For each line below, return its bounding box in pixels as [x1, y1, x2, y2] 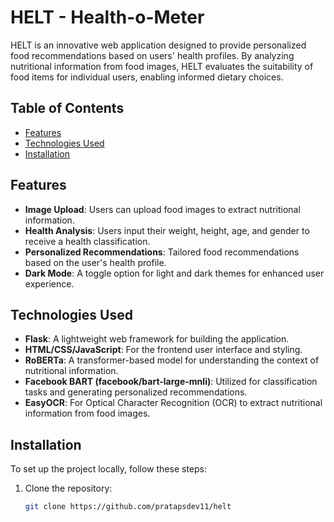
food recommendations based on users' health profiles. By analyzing [10, 49, 295, 61]
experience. [24, 277, 75, 290]
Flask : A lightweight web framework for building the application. [24, 333, 290, 345]
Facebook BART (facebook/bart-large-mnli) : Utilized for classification [24, 376, 318, 388]
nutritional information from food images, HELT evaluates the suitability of [10, 60, 314, 72]
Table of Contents [10, 100, 125, 117]
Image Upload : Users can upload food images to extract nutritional [24, 203, 301, 215]
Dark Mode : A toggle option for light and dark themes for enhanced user [24, 267, 325, 279]
